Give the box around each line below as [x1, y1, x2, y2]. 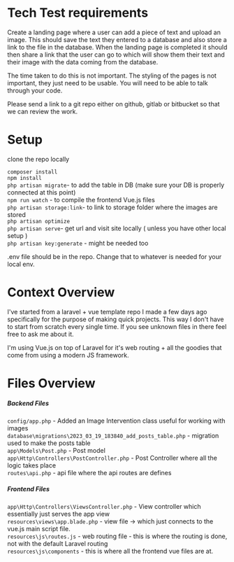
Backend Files [7, 399, 50, 407]
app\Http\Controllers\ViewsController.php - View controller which [7, 502, 201, 510]
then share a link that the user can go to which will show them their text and [7, 50, 225, 59]
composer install [7, 168, 58, 176]
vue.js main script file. [7, 524, 71, 533]
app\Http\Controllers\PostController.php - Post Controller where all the [7, 454, 218, 462]
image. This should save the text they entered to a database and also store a [7, 35, 227, 43]
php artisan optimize [7, 218, 71, 225]
